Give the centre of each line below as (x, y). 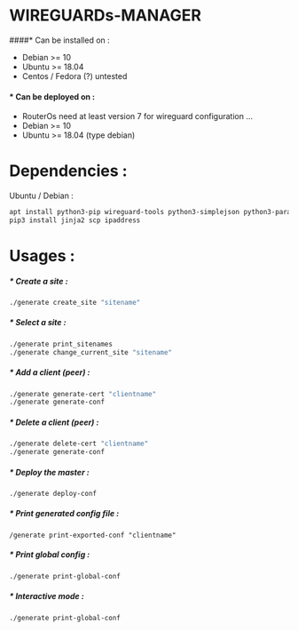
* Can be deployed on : (52, 96)
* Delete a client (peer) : (54, 422)
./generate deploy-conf (53, 493)
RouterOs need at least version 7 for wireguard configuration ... (137, 116)
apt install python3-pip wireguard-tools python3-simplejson (125, 212)
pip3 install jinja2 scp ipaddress (75, 220)
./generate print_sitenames (61, 344)
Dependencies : (68, 171)
